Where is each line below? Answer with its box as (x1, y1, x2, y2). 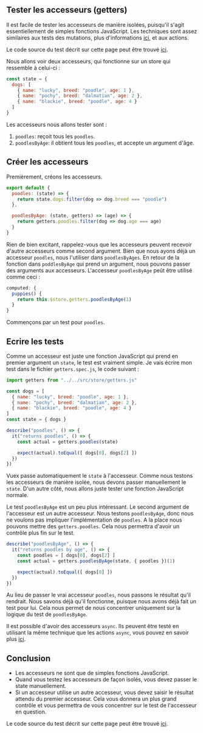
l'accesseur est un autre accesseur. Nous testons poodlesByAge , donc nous (6, 510, 194, 517)
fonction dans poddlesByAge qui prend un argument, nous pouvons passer (6, 260, 191, 267)
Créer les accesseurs (6, 157, 89, 167)
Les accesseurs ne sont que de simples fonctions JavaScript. (15, 670, 169, 677)
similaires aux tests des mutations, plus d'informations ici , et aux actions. (6, 34, 190, 41)
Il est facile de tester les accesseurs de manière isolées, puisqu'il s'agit (6, 21, 184, 28)
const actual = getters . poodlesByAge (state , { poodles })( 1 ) (17, 558, 175, 564)
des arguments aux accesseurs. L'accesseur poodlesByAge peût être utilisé (6, 266, 193, 274)
